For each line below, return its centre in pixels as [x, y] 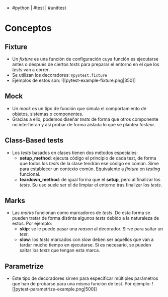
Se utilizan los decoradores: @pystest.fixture [60, 75]
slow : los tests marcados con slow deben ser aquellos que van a [87, 239]
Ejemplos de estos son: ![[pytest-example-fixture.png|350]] [74, 80]
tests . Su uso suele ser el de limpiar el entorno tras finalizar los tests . [91, 185]
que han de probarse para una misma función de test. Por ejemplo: [81, 284]
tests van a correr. [31, 70]
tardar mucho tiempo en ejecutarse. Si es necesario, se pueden [85, 245]
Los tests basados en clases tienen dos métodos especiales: [75, 153]
